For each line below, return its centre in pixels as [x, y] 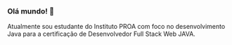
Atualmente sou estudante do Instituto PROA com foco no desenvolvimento [116, 27]
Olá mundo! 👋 [31, 11]
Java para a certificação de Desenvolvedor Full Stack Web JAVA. [101, 34]
